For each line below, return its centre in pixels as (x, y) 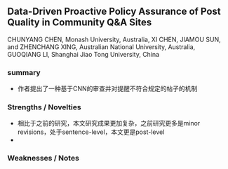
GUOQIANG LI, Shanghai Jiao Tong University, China (83, 54)
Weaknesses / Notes (43, 158)
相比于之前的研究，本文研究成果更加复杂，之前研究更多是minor (109, 123)
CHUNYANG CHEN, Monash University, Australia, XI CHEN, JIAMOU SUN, (114, 39)
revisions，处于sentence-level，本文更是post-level (91, 132)
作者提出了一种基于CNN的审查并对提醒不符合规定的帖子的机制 (107, 89)
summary (24, 72)
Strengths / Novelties (45, 107)
